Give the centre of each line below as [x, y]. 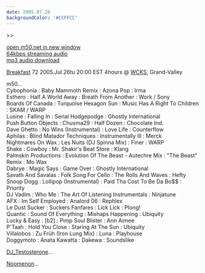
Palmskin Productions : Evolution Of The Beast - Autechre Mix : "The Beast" [102, 155]
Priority [16, 188]
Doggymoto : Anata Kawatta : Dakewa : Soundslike [70, 240]
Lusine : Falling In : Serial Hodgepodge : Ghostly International [83, 116]
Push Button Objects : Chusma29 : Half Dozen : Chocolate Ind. [85, 122]
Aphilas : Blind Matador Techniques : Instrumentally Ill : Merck [84, 136]
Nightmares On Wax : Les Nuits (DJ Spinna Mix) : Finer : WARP [85, 142]
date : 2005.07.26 [28, 12]
